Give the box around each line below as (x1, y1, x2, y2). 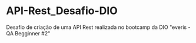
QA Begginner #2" (6, 29, 51, 37)
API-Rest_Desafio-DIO (6, 4, 118, 18)
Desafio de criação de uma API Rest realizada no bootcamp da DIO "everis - (6, 24, 191, 31)
